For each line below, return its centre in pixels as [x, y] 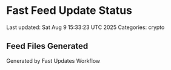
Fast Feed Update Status [69, 11]
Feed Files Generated [47, 46]
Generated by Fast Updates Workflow [53, 60]
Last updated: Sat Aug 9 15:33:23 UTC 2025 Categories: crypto [85, 27]
